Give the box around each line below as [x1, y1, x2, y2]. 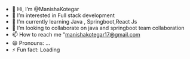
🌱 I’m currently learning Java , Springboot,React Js [11, 18, 137, 25]
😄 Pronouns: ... [11, 40, 51, 47]
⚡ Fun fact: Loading [11, 46, 60, 53]
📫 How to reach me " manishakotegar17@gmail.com [11, 31, 140, 38]
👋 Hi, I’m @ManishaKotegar [11, 6, 79, 12]
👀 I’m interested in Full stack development [11, 12, 115, 19]
